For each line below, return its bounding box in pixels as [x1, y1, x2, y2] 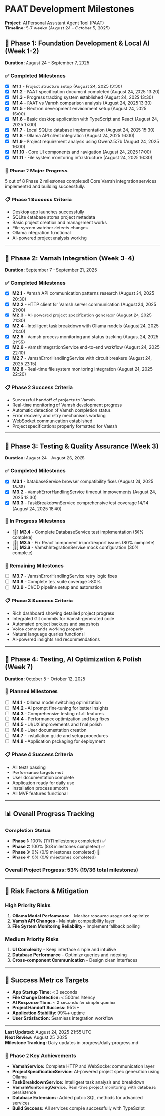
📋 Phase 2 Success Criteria [5, 384, 73, 391]
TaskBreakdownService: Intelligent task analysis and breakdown [12, 1079, 145, 1085]
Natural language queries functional [12, 631, 85, 637]
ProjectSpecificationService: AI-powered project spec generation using [12, 1068, 160, 1074]
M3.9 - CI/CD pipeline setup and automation [12, 584, 102, 590]
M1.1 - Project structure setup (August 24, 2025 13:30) [12, 84, 123, 89]
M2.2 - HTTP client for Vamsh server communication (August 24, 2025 [12, 301, 156, 307]
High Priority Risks [5, 902, 51, 909]
